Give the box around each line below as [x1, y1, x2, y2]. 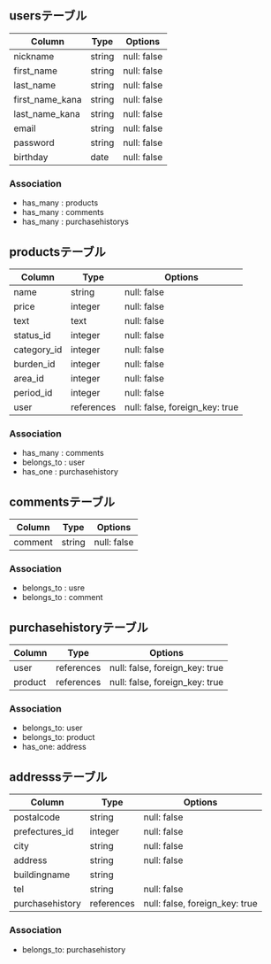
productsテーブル [9, 244, 106, 259]
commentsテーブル [9, 494, 116, 509]
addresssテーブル [9, 769, 108, 784]
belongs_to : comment [21, 592, 103, 603]
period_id [13, 386, 53, 398]
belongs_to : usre [21, 582, 86, 593]
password [13, 136, 55, 149]
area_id [13, 372, 44, 384]
